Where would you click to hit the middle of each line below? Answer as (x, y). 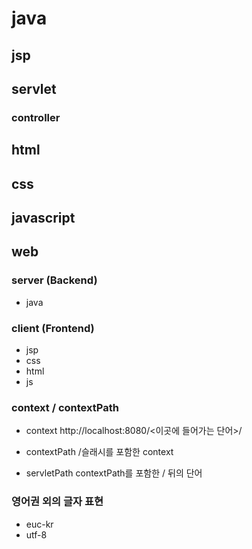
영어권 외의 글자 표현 (57, 502)
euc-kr (39, 524)
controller (36, 117)
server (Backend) (54, 280)
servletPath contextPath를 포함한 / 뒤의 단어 (114, 473)
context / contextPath (65, 407)
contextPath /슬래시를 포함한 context (99, 452)
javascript (43, 218)
